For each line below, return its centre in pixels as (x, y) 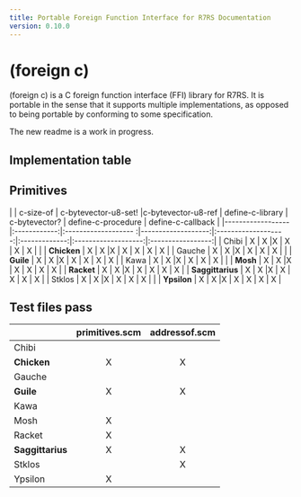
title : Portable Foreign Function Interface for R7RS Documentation (140, 18)
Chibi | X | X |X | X (257, 241)
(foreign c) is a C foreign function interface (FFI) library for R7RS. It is (137, 95)
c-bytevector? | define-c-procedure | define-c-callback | (115, 222)
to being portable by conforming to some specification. (111, 114)
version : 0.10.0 (40, 26)
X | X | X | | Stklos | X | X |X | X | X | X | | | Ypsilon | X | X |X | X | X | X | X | (145, 279)
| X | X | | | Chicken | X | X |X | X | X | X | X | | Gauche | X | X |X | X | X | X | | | (151, 250)
